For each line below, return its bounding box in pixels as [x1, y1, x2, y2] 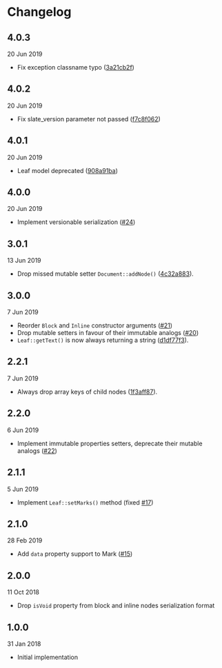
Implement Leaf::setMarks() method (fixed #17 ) [17, 498, 154, 507]
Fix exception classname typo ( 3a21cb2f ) [17, 63, 134, 71]
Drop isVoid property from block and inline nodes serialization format [17, 601, 215, 610]
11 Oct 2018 [7, 588, 40, 596]
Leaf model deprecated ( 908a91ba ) [17, 166, 119, 174]
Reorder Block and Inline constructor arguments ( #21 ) [17, 321, 173, 330]
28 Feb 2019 [7, 536, 43, 545]
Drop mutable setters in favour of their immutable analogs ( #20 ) [17, 329, 199, 337]
